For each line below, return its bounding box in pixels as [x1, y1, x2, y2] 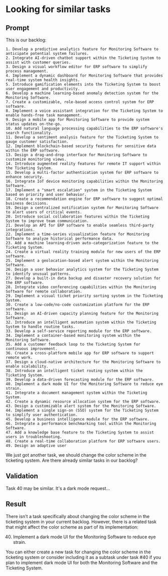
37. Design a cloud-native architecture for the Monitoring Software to [6, 359, 161, 365]
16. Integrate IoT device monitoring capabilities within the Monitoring [6, 179, 163, 184]
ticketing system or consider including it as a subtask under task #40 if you [6, 554, 161, 560]
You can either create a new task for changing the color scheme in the [6, 549, 151, 555]
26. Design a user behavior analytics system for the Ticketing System [6, 267, 158, 272]
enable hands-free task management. [6, 113, 82, 118]
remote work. [6, 355, 33, 360]
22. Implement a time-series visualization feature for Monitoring [6, 232, 150, 237]
